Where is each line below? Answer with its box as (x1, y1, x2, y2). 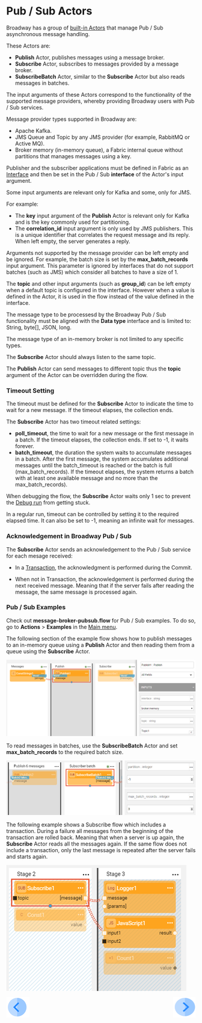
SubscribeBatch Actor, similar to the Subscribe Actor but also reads (14, 73, 185, 80)
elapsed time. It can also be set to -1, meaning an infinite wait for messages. (6, 517, 194, 524)
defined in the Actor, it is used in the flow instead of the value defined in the (6, 293, 194, 300)
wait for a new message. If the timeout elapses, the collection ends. (6, 407, 174, 414)
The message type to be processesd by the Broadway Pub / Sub (6, 311, 167, 318)
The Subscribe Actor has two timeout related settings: (6, 418, 141, 425)
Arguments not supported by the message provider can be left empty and (6, 249, 189, 256)
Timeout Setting (6, 386, 55, 395)
